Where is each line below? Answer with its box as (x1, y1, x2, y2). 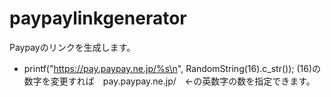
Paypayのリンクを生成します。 (9, 41, 136, 53)
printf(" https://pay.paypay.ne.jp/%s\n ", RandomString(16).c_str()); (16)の (23, 62, 322, 74)
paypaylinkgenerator (9, 7, 187, 30)
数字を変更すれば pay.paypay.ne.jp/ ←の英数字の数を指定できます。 (23, 75, 316, 87)
